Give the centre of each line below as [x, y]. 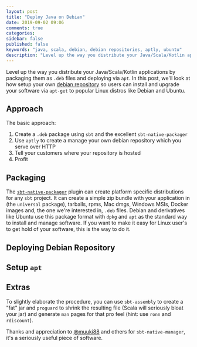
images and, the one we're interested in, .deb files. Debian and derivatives [96, 210]
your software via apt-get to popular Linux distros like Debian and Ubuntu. [96, 90]
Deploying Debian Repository [61, 248]
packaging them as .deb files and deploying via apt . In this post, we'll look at [98, 78]
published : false [27, 45]
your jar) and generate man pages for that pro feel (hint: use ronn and [89, 314]
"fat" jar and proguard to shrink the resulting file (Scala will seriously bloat [95, 308]
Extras [18, 288]
